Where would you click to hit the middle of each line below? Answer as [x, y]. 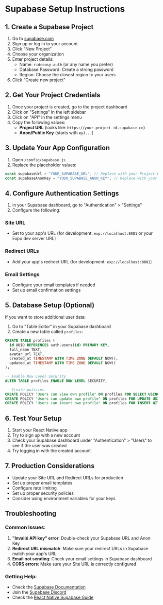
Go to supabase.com [33, 38]
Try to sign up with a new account [46, 435]
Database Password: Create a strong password [66, 69]
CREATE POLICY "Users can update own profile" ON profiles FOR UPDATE [78, 399]
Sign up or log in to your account [45, 44]
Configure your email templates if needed [54, 285]
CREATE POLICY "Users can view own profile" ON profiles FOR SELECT [76, 394]
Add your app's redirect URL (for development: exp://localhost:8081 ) [82, 261]
